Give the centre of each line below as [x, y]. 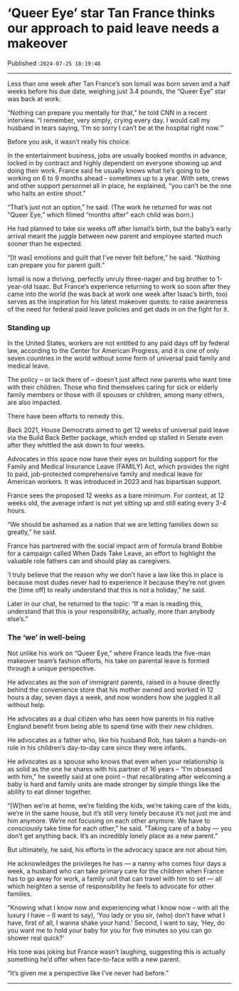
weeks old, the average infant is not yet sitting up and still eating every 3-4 [117, 503]
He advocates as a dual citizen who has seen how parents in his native [111, 719]
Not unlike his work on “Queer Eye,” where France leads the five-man [109, 653]
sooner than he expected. [45, 243]
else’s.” [18, 619]
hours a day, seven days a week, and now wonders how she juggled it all [114, 697]
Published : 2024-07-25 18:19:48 [54, 63]
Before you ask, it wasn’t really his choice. [69, 141]
